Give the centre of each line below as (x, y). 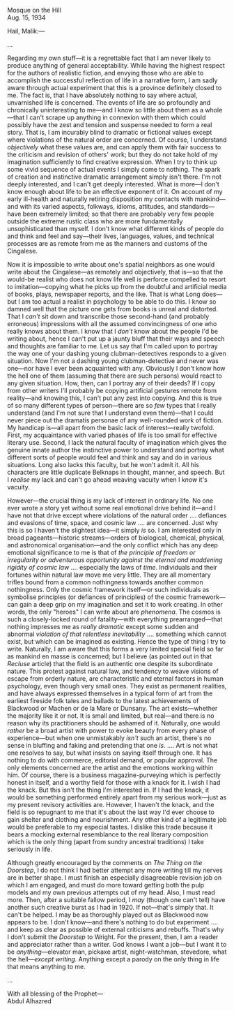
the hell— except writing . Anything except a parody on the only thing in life (113, 959)
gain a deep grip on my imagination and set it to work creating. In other (121, 604)
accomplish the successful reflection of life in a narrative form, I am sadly (112, 80)
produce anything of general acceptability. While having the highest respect (116, 65)
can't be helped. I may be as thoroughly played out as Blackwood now (108, 915)
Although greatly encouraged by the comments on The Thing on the (105, 863)
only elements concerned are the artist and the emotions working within (110, 768)
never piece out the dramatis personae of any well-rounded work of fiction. (115, 420)
